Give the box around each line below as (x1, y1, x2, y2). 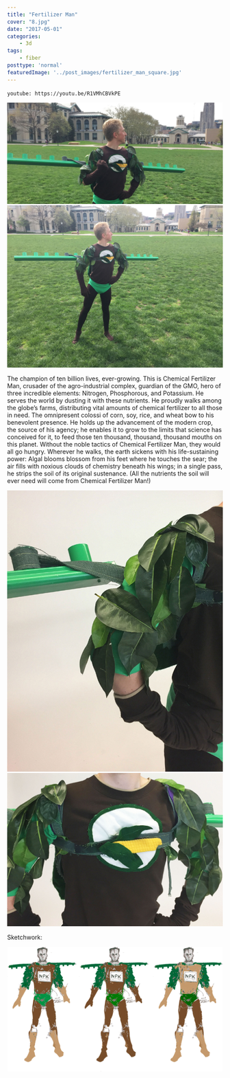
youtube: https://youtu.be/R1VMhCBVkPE (7, 90, 121, 97)
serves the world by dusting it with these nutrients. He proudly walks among (7, 396, 222, 405)
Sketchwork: (7, 933, 43, 941)
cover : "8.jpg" (7, 18, 51, 25)
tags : (7, 47, 23, 54)
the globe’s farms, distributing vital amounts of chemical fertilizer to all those (7, 403, 223, 412)
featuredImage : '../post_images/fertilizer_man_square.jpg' (7, 69, 183, 76)
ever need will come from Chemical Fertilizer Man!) (7, 476, 151, 484)
